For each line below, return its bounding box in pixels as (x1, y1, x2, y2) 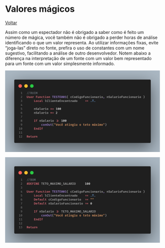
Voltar (5, 20, 17, 26)
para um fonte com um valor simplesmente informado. (5, 61, 115, 66)
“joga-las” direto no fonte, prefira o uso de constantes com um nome (5, 45, 145, 51)
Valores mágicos (5, 3, 75, 15)
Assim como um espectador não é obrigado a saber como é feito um (5, 29, 144, 35)
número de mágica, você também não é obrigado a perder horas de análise (5, 34, 158, 40)
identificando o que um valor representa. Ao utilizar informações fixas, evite (5, 39, 159, 45)
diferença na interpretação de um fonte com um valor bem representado (5, 55, 152, 61)
